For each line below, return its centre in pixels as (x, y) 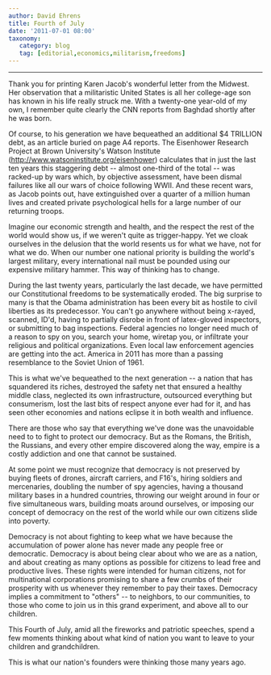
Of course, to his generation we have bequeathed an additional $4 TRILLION (135, 134)
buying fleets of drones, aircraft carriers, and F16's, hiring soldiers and (125, 478)
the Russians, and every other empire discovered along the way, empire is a (134, 445)
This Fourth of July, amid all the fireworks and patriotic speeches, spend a (132, 629)
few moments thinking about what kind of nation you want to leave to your (131, 638)
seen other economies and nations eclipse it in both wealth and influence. (131, 412)
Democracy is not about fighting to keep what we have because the (121, 537)
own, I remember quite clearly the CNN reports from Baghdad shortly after (132, 109)
